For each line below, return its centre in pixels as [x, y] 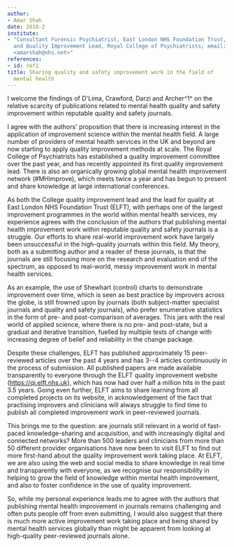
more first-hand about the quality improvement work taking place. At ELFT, [115, 455]
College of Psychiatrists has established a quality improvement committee [114, 156]
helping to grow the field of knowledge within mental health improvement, [114, 478]
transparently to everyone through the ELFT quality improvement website [112, 375]
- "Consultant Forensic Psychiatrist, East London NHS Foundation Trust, [117, 40]
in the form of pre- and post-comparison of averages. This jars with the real [116, 317]
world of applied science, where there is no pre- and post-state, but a [108, 325]
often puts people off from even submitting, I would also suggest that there [115, 513]
